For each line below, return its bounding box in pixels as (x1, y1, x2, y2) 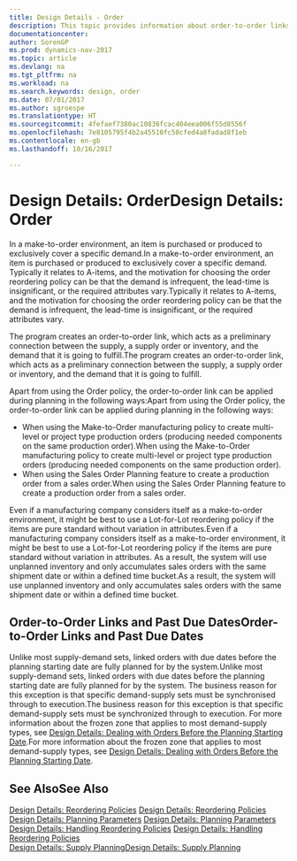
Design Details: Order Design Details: (9, 190, 285, 211)
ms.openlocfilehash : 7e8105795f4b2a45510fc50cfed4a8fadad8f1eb (9, 128, 247, 137)
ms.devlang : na (9, 63, 65, 72)
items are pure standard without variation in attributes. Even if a (9, 523, 239, 534)
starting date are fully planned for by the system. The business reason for (9, 680, 278, 691)
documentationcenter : (9, 29, 89, 38)
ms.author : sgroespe (9, 104, 86, 112)
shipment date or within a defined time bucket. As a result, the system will (9, 570, 276, 580)
